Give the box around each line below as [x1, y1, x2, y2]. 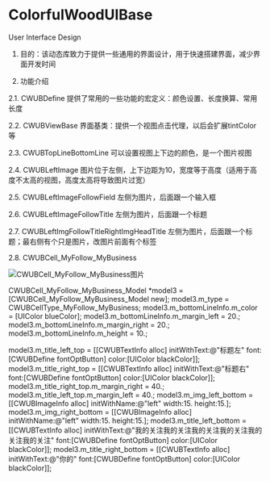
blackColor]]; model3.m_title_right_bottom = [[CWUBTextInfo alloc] [8, 444, 231, 454]
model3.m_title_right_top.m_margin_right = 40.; [8, 381, 165, 391]
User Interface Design [8, 32, 82, 42]
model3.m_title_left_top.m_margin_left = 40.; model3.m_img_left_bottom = [8, 390, 254, 399]
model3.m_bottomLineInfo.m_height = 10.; [8, 328, 147, 338]
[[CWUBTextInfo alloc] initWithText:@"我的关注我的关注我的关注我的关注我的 [8, 425, 263, 435]
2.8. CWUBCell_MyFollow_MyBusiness [8, 253, 137, 262]
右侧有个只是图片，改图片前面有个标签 [29, 236, 157, 246]
